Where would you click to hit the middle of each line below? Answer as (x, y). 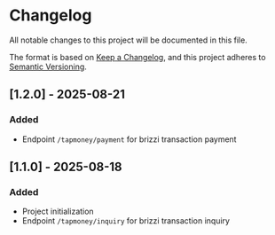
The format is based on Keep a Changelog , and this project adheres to (137, 57)
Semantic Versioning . (48, 67)
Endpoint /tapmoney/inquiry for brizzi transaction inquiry (126, 221)
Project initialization (58, 211)
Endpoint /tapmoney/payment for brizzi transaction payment (129, 139)
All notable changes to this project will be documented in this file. (129, 40)
